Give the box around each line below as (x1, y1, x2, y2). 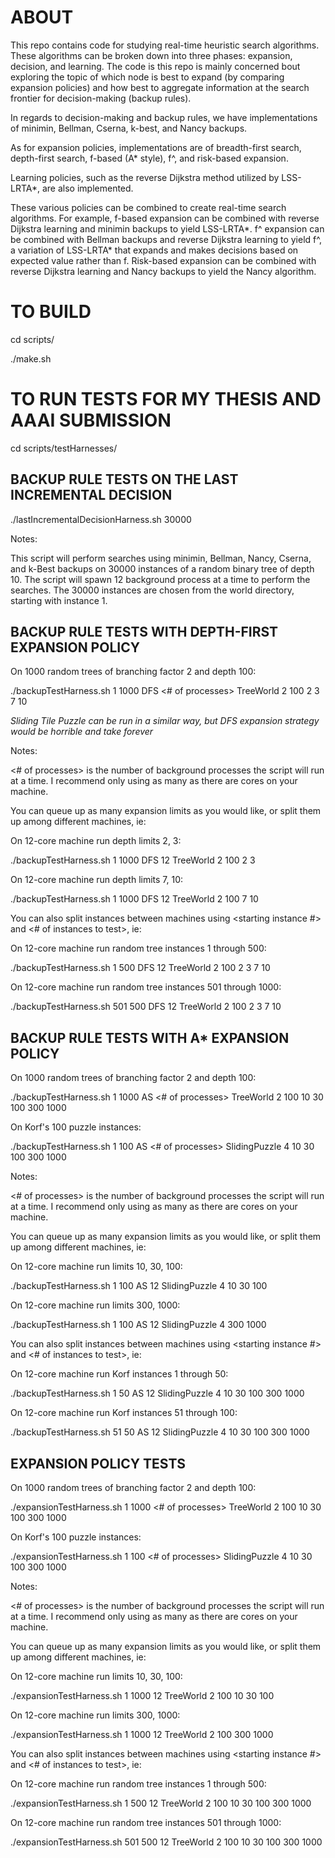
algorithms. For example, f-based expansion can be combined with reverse (10, 212, 320, 224)
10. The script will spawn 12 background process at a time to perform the (10, 573, 311, 585)
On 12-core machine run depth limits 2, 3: (10, 835, 182, 847)
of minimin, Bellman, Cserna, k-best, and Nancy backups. (10, 122, 248, 134)
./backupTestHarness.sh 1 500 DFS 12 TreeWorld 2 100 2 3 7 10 (10, 962, 271, 974)
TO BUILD (10, 301, 92, 323)
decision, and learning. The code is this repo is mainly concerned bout (10, 60, 301, 72)
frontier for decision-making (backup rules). (10, 92, 192, 104)
